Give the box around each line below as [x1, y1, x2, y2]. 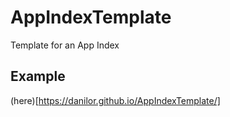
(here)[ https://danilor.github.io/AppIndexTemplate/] [10, 94, 221, 106]
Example [10, 68, 66, 85]
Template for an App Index [10, 39, 120, 51]
